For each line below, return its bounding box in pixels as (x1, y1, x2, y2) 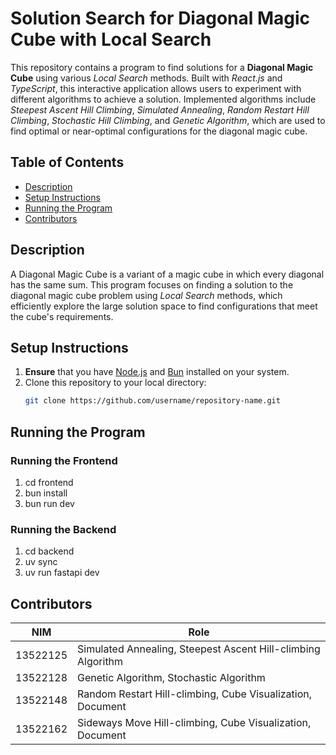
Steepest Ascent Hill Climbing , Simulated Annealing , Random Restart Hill (10, 103, 310, 116)
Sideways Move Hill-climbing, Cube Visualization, (77, 716, 312, 730)
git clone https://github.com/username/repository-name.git (24, 396, 281, 406)
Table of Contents (10, 154, 125, 171)
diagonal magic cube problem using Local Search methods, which (10, 289, 283, 301)
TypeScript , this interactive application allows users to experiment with (10, 82, 302, 94)
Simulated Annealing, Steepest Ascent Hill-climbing (77, 642, 321, 656)
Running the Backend (10, 522, 117, 536)
